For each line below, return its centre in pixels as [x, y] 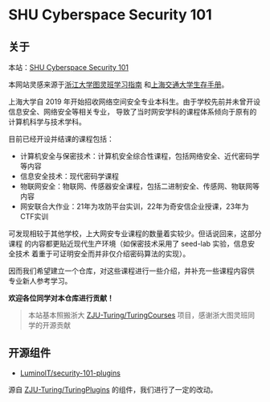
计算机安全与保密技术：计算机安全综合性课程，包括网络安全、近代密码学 [139, 156]
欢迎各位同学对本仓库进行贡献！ [61, 298]
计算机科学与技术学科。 [47, 122]
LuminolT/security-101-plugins [70, 373]
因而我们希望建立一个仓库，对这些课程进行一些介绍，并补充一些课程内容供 [131, 271]
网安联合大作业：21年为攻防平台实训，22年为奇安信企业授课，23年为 [134, 206]
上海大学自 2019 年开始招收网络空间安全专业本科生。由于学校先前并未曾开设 [135, 102]
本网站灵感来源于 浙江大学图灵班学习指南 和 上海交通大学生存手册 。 [119, 85]
